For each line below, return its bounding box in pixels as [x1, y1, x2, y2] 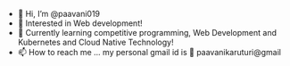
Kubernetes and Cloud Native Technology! [17, 37, 174, 47]
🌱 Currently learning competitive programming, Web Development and [17, 28, 278, 37]
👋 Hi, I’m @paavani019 [17, 9, 101, 19]
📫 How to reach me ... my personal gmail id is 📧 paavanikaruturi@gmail [17, 47, 281, 57]
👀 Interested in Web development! [17, 18, 143, 29]
